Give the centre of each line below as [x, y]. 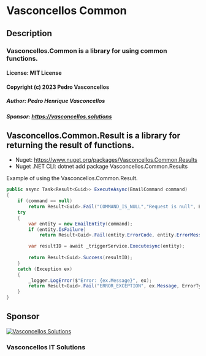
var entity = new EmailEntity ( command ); [81, 224]
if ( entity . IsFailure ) [57, 229]
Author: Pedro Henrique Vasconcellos [56, 101]
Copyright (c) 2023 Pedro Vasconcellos [58, 87]
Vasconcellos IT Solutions [46, 347]
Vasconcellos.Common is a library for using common [87, 51]
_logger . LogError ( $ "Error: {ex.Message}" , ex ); [90, 280]
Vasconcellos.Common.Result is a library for [93, 136]
